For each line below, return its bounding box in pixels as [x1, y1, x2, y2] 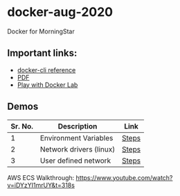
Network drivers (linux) [39, 144, 116, 154]
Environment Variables [39, 133, 114, 142]
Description [57, 121, 98, 131]
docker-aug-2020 [7, 4, 113, 20]
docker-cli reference [17, 65, 76, 74]
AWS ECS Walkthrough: [7, 173, 75, 181]
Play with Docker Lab [17, 81, 78, 89]
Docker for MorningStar [7, 27, 75, 35]
